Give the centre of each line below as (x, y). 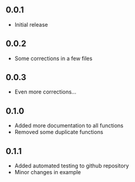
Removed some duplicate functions (59, 132)
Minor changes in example (48, 172)
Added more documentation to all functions (69, 126)
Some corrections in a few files (53, 58)
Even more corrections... (45, 92)
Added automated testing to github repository (71, 166)
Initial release (31, 24)
